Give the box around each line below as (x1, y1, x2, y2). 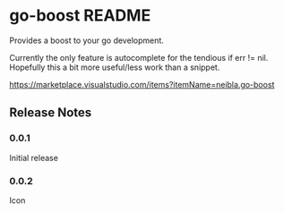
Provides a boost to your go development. (9, 35, 164, 46)
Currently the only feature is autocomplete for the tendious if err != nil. (9, 52, 269, 63)
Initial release (9, 152, 58, 163)
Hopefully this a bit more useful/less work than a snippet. (9, 62, 220, 72)
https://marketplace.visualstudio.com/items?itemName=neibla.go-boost (9, 79, 275, 89)
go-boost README (9, 5, 151, 26)
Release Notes (9, 105, 92, 121)
